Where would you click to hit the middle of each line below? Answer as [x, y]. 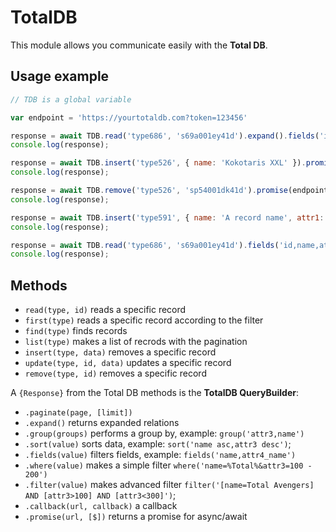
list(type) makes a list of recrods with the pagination [136, 342]
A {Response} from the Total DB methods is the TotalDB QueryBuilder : [154, 393]
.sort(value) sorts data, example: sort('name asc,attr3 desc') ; [158, 444]
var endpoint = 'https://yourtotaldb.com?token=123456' [129, 117]
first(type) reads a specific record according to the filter [144, 320]
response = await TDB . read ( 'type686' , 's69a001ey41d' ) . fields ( [145, 245]
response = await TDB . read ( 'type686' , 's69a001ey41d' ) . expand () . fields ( [165, 136]
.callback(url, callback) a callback [101, 506]
